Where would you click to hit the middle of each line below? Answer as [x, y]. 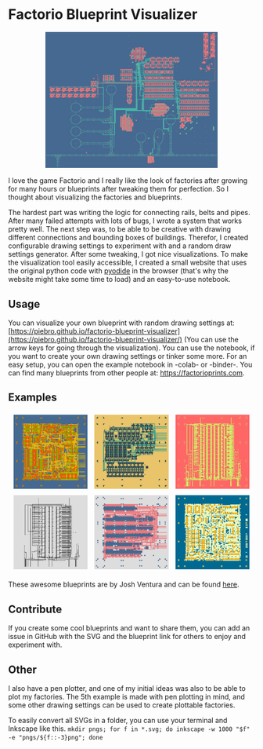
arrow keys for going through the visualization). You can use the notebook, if [131, 348]
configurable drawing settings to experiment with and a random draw [120, 246]
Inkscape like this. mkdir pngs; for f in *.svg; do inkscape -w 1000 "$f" [129, 729]
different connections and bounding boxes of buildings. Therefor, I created [128, 238]
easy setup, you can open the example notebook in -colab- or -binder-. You [130, 365]
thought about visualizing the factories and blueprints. [95, 197]
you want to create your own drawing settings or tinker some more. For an [128, 356]
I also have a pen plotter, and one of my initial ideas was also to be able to [127, 689]
